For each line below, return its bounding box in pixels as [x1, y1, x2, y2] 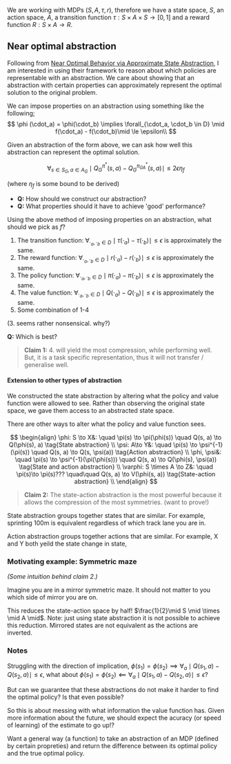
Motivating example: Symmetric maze [7, 557, 137, 566]
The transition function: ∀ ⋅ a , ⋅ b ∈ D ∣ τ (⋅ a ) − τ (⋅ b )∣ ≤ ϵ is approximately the [17, 236, 222, 248]
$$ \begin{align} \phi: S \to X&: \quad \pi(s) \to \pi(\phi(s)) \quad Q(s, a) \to [10, 433, 222, 441]
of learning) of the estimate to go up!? [7, 721, 115, 729]
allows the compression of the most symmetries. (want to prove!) [23, 498, 210, 506]
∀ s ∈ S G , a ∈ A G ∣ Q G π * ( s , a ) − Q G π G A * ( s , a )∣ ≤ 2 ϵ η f [47, 161, 185, 175]
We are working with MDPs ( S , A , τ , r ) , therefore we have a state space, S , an [7, 6, 224, 14]
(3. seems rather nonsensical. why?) [7, 319, 110, 327]
